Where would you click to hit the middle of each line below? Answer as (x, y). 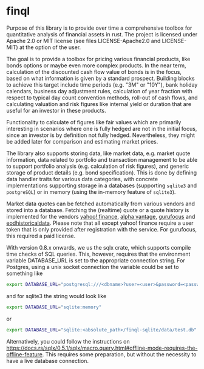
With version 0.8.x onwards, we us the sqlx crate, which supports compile (99, 247)
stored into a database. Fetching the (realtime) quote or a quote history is (98, 210)
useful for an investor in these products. (56, 110)
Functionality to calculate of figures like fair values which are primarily (94, 122)
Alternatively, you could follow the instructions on (68, 341)
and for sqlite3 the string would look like (56, 296)
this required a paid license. (41, 236)
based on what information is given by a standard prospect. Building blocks (101, 78)
